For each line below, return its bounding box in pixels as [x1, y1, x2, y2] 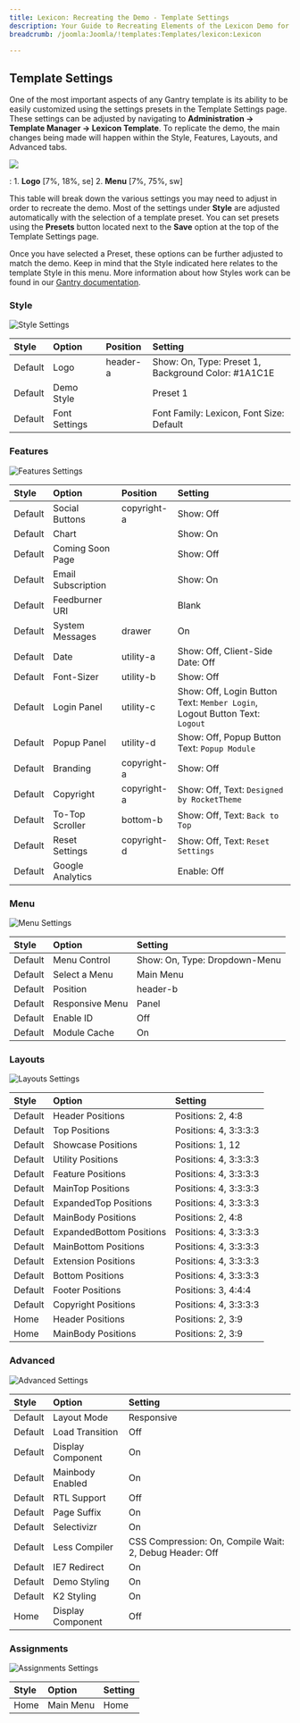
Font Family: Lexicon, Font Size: [152, 408, 285, 420]
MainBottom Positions [53, 1240, 146, 1253]
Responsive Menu [53, 997, 129, 1010]
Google [53, 859, 84, 871]
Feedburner [53, 593, 103, 606]
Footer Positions [53, 1284, 121, 1297]
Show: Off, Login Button [177, 685, 278, 697]
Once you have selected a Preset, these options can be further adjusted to [9, 248, 284, 259]
